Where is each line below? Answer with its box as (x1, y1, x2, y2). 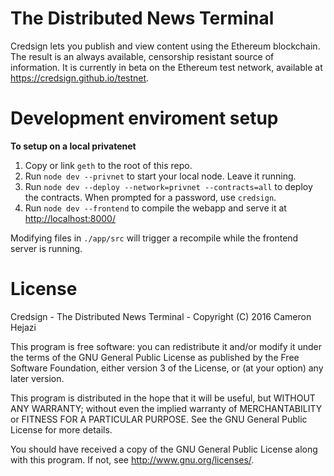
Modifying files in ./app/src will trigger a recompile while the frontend (10, 232, 299, 244)
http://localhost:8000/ (24, 212, 116, 224)
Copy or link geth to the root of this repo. (24, 159, 193, 171)
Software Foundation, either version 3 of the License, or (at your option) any (10, 362, 324, 374)
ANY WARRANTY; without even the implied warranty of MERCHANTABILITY (10, 402, 323, 414)
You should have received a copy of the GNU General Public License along (10, 443, 318, 455)
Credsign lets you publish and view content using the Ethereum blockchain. (10, 40, 321, 52)
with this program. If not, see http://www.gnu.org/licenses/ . (10, 453, 255, 466)
